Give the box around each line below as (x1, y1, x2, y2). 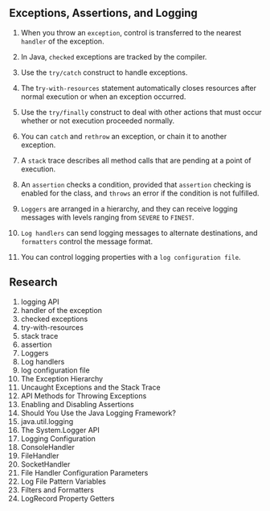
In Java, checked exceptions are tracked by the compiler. (20, 52, 207, 61)
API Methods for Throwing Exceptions (20, 390, 147, 401)
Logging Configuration (20, 434, 96, 443)
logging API (20, 297, 59, 307)
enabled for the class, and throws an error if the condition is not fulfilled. (20, 188, 260, 198)
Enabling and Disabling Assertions (20, 399, 135, 409)
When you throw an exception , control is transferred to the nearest (20, 27, 242, 37)
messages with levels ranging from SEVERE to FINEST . (20, 212, 194, 222)
